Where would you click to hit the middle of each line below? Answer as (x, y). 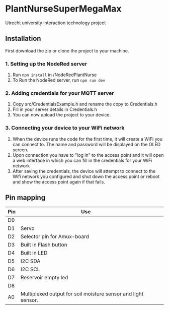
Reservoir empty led (44, 278)
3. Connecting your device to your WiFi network (65, 128)
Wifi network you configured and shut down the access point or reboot (86, 176)
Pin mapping (25, 198)
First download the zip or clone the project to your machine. (67, 50)
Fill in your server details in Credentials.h (55, 109)
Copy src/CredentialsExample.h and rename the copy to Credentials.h (85, 104)
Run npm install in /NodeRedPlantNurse (55, 75)
